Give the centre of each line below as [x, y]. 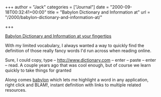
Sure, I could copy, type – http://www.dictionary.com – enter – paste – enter [81, 60]
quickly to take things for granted [38, 70]
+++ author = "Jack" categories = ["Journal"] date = [57, 7]
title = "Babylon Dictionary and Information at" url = [99, 12]
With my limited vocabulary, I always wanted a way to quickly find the [75, 45]
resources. [16, 90]
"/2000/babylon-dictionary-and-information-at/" [54, 17]
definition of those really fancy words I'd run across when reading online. [78, 51]
